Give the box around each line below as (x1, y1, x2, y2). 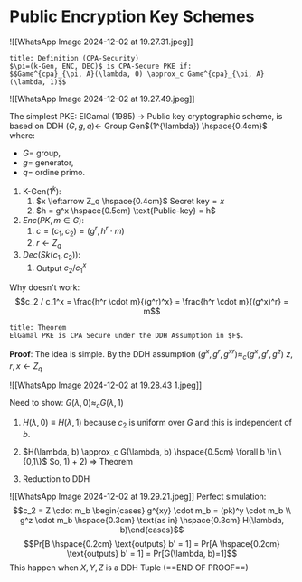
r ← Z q (35, 238, 61, 250)
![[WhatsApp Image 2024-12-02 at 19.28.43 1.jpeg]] (9, 380, 203, 390)
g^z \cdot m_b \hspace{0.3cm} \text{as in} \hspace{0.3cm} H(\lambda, (19, 514, 285, 525)
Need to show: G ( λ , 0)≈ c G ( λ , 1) (9, 398, 124, 410)
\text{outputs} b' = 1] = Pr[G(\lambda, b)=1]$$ (66, 548, 238, 559)
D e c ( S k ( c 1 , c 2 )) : (22, 249, 81, 262)
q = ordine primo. (22, 166, 86, 177)
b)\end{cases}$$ (119, 524, 184, 535)
